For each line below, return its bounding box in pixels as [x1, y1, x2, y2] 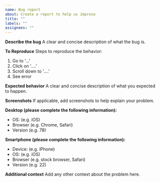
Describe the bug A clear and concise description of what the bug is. [5, 39, 146, 45]
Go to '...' [12, 58, 31, 64]
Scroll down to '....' [12, 68, 50, 74]
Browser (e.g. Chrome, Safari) [12, 122, 73, 128]
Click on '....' [12, 63, 37, 69]
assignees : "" [5, 26, 34, 30]
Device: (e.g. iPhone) [12, 146, 55, 152]
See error [12, 74, 32, 79]
